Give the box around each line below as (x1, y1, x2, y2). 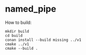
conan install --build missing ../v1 (5, 37, 82, 42)
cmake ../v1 (5, 41, 29, 47)
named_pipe (5, 3, 56, 15)
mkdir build (5, 29, 29, 34)
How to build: (5, 19, 32, 25)
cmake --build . (5, 46, 38, 51)
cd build (5, 33, 23, 38)
